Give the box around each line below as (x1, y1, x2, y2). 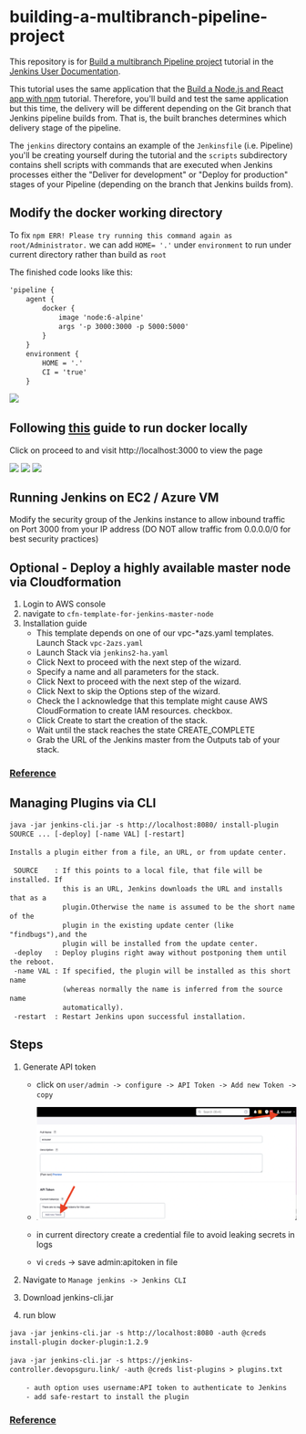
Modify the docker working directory (9, 206, 223, 221)
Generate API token (22, 1061, 97, 1072)
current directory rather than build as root (9, 248, 167, 259)
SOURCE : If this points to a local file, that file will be (13, 866, 262, 875)
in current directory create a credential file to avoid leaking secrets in (36, 1229, 296, 1240)
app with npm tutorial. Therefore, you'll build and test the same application (9, 93, 289, 104)
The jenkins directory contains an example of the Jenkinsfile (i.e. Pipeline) (9, 140, 293, 151)
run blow (22, 1310, 56, 1321)
